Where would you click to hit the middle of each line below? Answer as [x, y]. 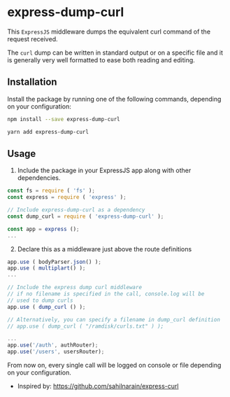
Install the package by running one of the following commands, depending [114, 99]
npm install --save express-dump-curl [64, 119]
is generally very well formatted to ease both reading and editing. [101, 60]
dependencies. [39, 178]
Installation [32, 82]
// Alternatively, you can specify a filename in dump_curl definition [114, 319]
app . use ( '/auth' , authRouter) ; [53, 345]
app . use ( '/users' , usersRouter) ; [56, 352]
